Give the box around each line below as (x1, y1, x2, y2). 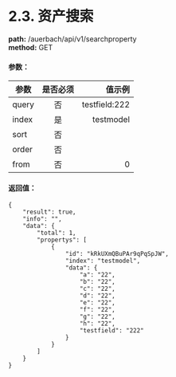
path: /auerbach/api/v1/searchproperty (8, 33, 137, 44)
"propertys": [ (37, 236, 88, 244)
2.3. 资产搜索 (8, 7, 94, 26)
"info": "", (22, 215, 62, 223)
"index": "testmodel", (65, 257, 141, 265)
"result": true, (22, 208, 77, 216)
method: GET (8, 42, 53, 52)
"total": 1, (37, 229, 77, 238)
